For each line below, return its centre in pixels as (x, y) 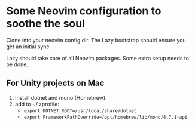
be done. (17, 64)
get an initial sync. (29, 47)
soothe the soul (46, 24)
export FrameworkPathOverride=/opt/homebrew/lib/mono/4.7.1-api (106, 117)
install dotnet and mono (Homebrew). (61, 97)
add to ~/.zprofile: (37, 104)
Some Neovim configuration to (84, 11)
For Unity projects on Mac (55, 83)
